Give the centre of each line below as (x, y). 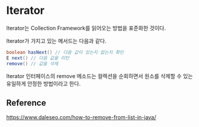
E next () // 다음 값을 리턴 (38, 58)
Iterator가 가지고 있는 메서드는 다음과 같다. (57, 41)
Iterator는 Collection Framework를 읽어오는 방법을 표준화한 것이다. (86, 28)
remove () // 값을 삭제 (32, 63)
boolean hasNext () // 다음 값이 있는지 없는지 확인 (65, 52)
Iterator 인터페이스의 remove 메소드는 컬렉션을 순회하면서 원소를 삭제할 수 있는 (100, 76)
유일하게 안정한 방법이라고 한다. (44, 83)
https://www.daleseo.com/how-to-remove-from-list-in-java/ (81, 117)
